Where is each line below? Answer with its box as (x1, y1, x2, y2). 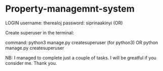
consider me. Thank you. (5, 60, 57, 66)
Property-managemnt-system (5, 3, 135, 15)
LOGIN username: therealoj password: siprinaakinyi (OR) (5, 20, 123, 26)
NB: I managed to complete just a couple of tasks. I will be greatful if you (5, 54, 157, 61)
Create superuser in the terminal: (5, 29, 74, 35)
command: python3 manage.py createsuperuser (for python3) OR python (5, 39, 158, 46)
